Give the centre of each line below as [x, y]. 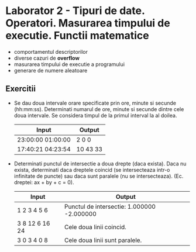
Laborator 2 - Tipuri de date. [75, 11]
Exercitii [21, 89]
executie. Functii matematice [78, 36]
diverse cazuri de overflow [47, 58]
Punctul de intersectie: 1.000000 [110, 206]
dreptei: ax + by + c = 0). [44, 182]
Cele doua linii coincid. [95, 227]
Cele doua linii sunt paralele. [103, 240]
